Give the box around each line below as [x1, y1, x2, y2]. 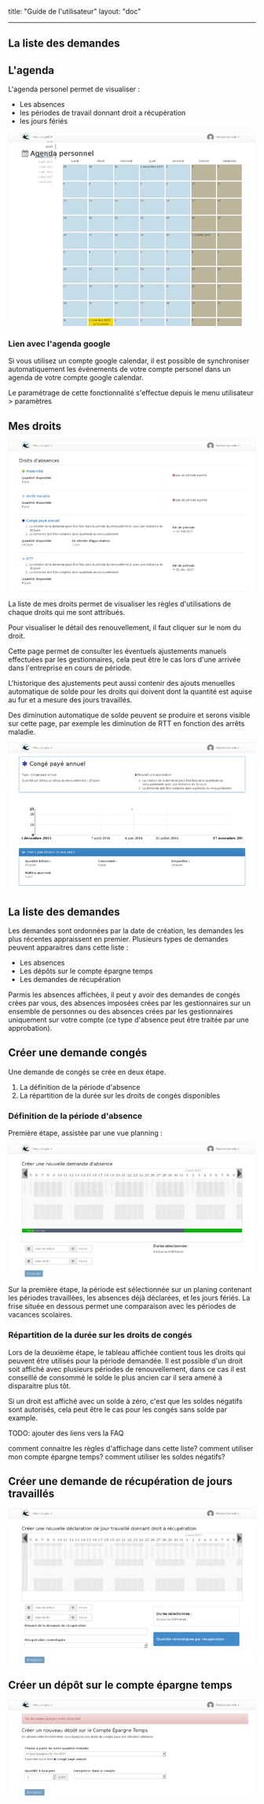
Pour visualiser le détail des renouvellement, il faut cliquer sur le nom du [8, 623, 242, 632]
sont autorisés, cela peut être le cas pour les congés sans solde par [8, 1405, 228, 1414]
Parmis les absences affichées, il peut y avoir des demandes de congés [8, 990, 240, 999]
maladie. [8, 728, 36, 737]
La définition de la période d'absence [19, 1082, 141, 1091]
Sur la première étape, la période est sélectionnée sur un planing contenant [8, 1285, 252, 1295]
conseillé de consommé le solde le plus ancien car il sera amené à [8, 1372, 222, 1382]
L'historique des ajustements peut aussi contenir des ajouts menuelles [8, 679, 236, 688]
